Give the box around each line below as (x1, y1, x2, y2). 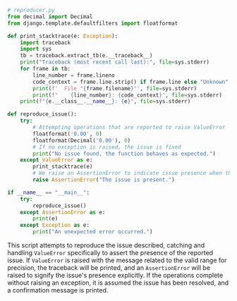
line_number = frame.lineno (32, 71, 115, 79)
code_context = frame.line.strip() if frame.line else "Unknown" (32, 78, 229, 85)
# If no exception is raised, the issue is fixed (32, 143, 181, 151)
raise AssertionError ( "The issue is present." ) (32, 176, 175, 183)
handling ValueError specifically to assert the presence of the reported (7, 249, 214, 257)
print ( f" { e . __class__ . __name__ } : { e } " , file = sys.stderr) (20, 98, 191, 105)
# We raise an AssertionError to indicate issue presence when (32, 170, 222, 177)
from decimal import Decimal (7, 13, 93, 20)
